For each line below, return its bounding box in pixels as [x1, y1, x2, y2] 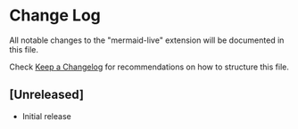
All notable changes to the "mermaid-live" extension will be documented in [9, 35, 285, 45]
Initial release [21, 110, 71, 121]
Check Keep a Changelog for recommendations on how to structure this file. [9, 61, 290, 72]
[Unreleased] [9, 87, 85, 102]
